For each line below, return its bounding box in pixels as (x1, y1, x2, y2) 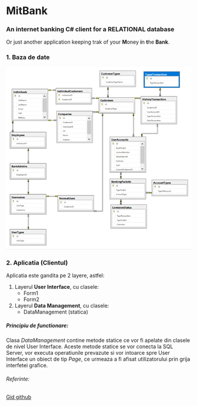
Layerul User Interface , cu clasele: (14, 283, 99, 291)
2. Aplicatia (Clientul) (6, 258, 68, 266)
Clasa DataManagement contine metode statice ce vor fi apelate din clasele (6, 337, 190, 344)
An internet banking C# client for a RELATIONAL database (6, 25, 175, 34)
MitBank (6, 4, 48, 18)
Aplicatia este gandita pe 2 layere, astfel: (6, 272, 105, 279)
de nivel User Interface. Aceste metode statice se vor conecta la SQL (6, 343, 173, 350)
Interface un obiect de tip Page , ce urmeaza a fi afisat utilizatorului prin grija (6, 355, 191, 363)
